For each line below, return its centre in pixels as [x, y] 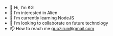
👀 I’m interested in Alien [34, 13]
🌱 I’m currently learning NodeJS [42, 18]
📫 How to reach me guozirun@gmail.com [52, 28]
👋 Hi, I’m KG [22, 8]
